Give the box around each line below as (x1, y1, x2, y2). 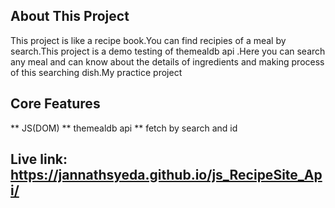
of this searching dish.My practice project (10, 66, 183, 78)
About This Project (10, 8, 130, 25)
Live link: (10, 151, 68, 168)
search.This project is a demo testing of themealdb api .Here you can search (10, 45, 326, 57)
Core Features (10, 95, 101, 113)
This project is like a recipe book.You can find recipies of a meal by (10, 34, 287, 46)
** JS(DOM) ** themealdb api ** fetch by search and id (10, 122, 238, 134)
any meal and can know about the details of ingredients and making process (10, 55, 325, 68)
